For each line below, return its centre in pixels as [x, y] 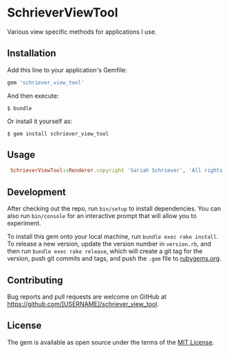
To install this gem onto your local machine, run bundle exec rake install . [113, 237]
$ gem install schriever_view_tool [58, 133]
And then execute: [33, 96]
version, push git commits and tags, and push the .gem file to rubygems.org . [115, 259]
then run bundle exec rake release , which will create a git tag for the [105, 251]
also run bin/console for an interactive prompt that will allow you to [102, 216]
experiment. [24, 223]
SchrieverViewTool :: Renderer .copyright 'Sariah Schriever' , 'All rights [117, 171]
